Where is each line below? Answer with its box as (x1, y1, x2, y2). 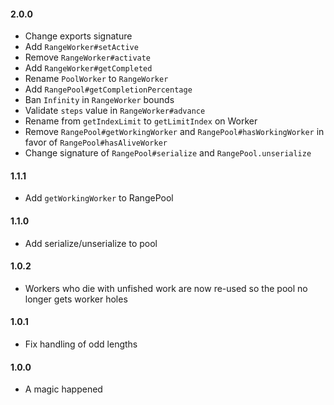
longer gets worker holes (24, 293, 128, 305)
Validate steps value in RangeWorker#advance (24, 105, 206, 117)
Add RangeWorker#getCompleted (24, 62, 153, 74)
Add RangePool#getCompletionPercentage (24, 83, 193, 95)
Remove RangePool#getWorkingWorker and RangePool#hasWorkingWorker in (24, 126, 325, 138)
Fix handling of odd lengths (24, 338, 138, 350)
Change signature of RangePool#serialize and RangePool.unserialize (24, 147, 312, 159)
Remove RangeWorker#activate (24, 51, 152, 64)
